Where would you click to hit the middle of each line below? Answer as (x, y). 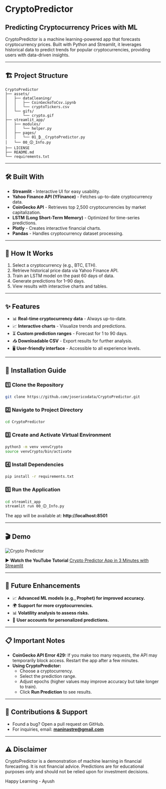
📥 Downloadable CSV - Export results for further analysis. (72, 341)
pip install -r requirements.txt (40, 477)
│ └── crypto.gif (30, 115)
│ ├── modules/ (23, 124)
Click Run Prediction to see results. (56, 692)
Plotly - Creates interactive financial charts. (57, 228)
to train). (28, 686)
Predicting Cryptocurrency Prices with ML (71, 27)
